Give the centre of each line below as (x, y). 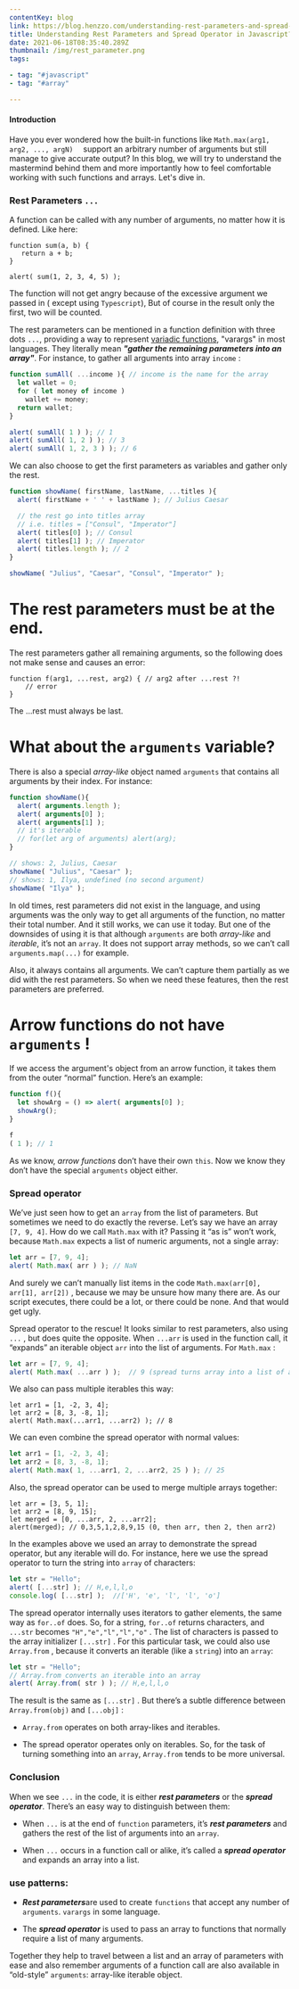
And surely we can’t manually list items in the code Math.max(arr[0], (135, 1283)
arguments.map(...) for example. (69, 953)
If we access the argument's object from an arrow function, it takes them (143, 1069)
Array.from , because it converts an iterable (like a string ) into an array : (141, 1650)
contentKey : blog (41, 17)
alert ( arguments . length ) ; (69, 805)
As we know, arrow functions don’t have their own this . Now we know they (147, 1160)
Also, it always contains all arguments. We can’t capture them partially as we (149, 970)
